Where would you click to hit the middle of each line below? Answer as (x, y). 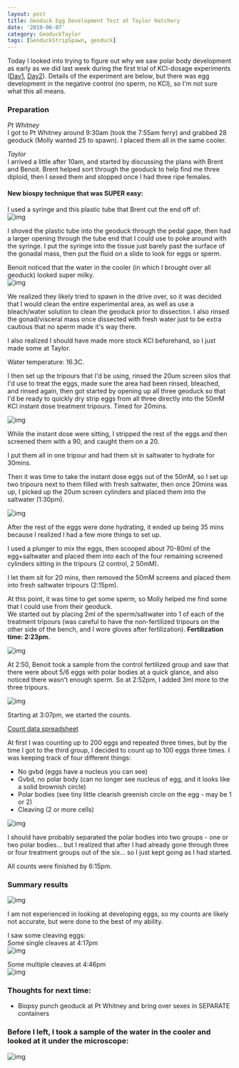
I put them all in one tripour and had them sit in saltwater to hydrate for (111, 455)
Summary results (38, 885)
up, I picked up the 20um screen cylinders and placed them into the (107, 492)
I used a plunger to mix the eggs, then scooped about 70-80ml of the (109, 548)
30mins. (19, 463)
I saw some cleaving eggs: (46, 935)
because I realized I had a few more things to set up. (85, 534)
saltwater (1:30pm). (36, 499)
